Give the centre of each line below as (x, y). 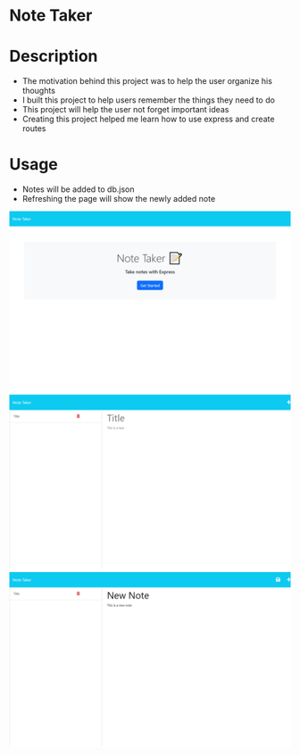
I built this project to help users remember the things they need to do (148, 100)
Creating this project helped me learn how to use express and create (148, 119)
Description (54, 57)
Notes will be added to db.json (78, 189)
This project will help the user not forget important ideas (125, 110)
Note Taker (51, 16)
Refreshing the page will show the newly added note (119, 199)
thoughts (39, 91)
